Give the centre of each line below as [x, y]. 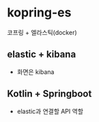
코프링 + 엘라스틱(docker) [42, 32]
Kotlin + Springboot [49, 94]
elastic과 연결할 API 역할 [50, 111]
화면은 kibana [36, 72]
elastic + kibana [42, 54]
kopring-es [39, 13]
